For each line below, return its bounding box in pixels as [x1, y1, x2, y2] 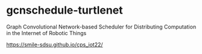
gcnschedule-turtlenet [6, 4, 123, 17]
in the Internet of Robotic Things [6, 29, 87, 36]
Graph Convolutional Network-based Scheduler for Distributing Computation [6, 23, 197, 30]
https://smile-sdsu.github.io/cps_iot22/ [6, 41, 104, 48]
